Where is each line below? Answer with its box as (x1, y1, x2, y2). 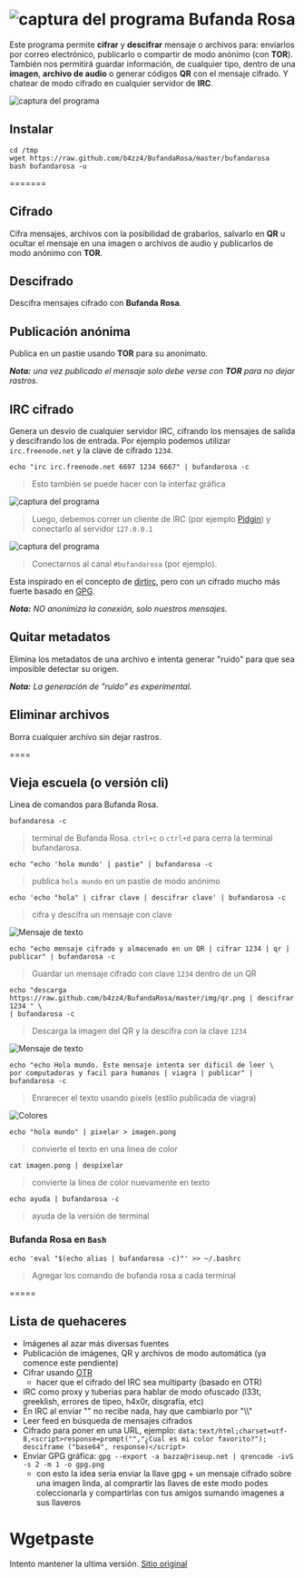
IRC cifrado (9, 401, 74, 417)
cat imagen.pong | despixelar (9, 1161, 124, 1170)
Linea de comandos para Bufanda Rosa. (9, 799, 159, 810)
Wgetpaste (9, 1528, 94, 1549)
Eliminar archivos (9, 707, 110, 723)
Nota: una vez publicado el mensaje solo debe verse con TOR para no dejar (9, 366, 295, 377)
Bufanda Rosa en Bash (9, 1233, 107, 1246)
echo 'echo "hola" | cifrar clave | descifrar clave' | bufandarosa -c (9, 893, 286, 902)
